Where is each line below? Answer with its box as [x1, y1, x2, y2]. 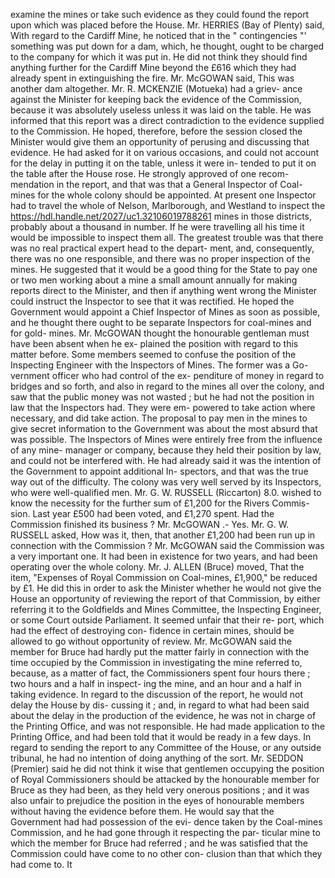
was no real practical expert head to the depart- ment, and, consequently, [10, 242, 315, 254]
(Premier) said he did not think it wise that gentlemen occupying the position [10, 763, 325, 774]
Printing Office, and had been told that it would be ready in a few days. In [10, 731, 312, 743]
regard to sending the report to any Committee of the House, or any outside [10, 742, 322, 753]
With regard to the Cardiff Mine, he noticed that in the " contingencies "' [10, 30, 307, 41]
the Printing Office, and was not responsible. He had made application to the [10, 720, 326, 732]
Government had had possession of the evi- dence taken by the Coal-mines [10, 816, 323, 828]
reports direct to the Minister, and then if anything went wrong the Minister [10, 285, 318, 296]
